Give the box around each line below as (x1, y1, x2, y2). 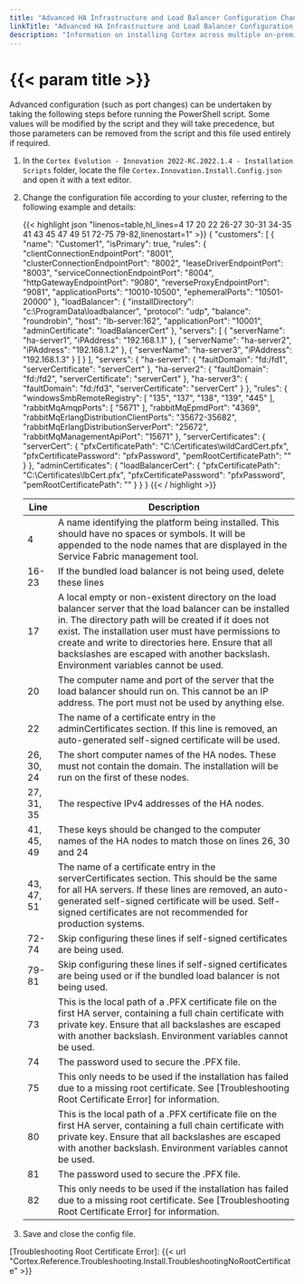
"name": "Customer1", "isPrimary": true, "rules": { (22, 238, 206, 249)
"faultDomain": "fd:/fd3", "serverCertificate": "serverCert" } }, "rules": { (22, 383, 288, 394)
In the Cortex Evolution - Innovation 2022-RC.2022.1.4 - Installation (22, 155, 294, 166)
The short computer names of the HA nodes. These (57, 749, 277, 762)
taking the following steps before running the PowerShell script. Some (9, 109, 271, 120)
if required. (9, 138, 51, 149)
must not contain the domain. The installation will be (57, 760, 279, 773)
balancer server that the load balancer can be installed (57, 602, 290, 615)
